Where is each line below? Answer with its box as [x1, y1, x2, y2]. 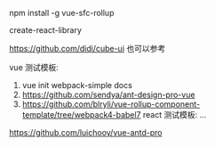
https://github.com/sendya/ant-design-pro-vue [21, 89, 195, 100]
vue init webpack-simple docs [21, 80, 133, 90]
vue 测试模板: [9, 62, 60, 72]
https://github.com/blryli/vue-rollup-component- [21, 99, 201, 110]
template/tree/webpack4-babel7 [21, 110, 141, 119]
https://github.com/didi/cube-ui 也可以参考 [9, 44, 166, 53]
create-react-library [9, 25, 83, 35]
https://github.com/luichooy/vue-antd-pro [9, 127, 163, 137]
